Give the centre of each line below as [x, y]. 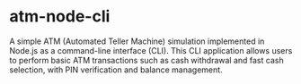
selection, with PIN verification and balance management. [116, 70]
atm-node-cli [60, 17]
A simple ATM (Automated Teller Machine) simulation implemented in [137, 41]
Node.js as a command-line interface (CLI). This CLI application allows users [151, 50]
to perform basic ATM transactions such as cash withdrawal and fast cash [147, 60]
